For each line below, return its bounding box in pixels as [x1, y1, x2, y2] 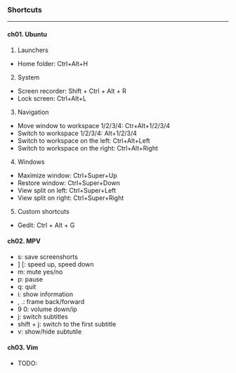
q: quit [17, 282, 37, 291]
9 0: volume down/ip [17, 305, 77, 313]
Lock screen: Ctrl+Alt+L [17, 94, 86, 103]
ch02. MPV [7, 237, 41, 246]
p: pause [17, 274, 44, 283]
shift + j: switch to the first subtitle [17, 320, 117, 328]
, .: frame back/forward [17, 297, 85, 305]
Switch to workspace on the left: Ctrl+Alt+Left [17, 136, 150, 145]
